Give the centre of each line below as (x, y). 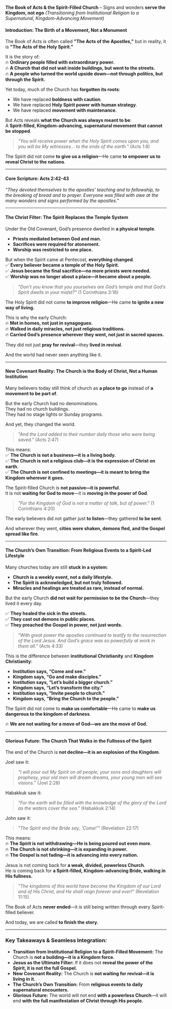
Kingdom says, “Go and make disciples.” (57, 677)
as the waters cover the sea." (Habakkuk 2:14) (67, 808)
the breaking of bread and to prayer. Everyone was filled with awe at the (82, 195)
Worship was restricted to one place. (53, 249)
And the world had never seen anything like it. (54, 355)
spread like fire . (22, 534)
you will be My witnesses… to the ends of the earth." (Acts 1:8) (84, 147)
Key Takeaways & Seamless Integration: (56, 940)
